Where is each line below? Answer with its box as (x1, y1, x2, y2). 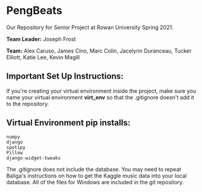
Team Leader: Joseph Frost (6, 35, 76, 42)
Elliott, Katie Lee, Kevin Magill (6, 53, 80, 61)
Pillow (6, 150, 23, 156)
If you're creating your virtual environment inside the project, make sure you (6, 87, 196, 94)
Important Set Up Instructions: (6, 71, 124, 82)
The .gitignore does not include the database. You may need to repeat (6, 165, 181, 173)
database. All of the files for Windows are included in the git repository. (6, 178, 184, 185)
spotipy (6, 144, 26, 150)
